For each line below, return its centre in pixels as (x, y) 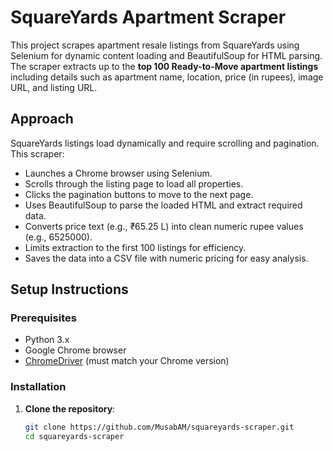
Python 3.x (47, 340)
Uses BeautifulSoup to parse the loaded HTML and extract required (163, 205)
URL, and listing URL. (54, 87)
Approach (42, 119)
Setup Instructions (69, 289)
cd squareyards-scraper (74, 436)
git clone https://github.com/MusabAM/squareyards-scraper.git (159, 427)
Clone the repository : (70, 408)
